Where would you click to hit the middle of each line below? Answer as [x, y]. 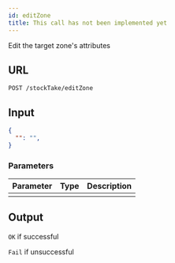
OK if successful [34, 236]
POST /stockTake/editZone [50, 88]
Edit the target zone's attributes [60, 45]
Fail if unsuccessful [41, 252]
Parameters [31, 165]
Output [26, 218]
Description [109, 186]
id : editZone [30, 15]
